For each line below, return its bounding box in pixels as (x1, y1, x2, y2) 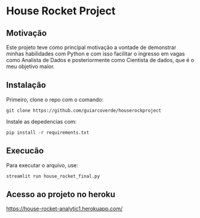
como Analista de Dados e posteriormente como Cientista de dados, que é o (6, 57, 195, 63)
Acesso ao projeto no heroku (6, 189, 115, 199)
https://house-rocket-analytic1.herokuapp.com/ (6, 205, 123, 213)
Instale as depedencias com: (6, 118, 77, 125)
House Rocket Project (6, 4, 116, 18)
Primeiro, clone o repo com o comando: (6, 96, 104, 103)
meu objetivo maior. (6, 63, 55, 70)
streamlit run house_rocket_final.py (6, 173, 100, 179)
